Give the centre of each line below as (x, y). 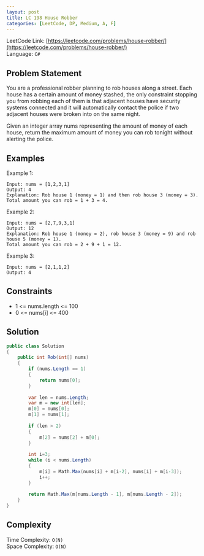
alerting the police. (30, 139)
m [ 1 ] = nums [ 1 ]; (49, 415)
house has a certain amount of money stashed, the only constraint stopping (102, 95)
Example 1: (20, 173)
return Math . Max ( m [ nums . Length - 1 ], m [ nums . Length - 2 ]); (105, 495)
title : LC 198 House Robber (42, 18)
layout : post (23, 12)
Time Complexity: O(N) (35, 539)
